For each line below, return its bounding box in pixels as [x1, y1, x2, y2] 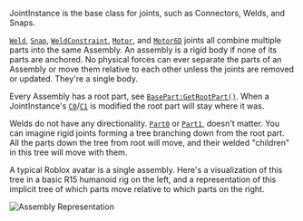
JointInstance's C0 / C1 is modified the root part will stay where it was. [9, 101, 265, 111]
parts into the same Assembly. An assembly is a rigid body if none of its [9, 44, 278, 55]
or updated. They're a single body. [9, 73, 139, 84]
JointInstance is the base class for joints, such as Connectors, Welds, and [9, 8, 286, 18]
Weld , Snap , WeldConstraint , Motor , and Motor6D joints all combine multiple [9, 35, 281, 45]
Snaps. [9, 17, 36, 28]
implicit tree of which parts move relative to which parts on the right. [9, 184, 265, 194]
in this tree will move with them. [9, 147, 128, 158]
